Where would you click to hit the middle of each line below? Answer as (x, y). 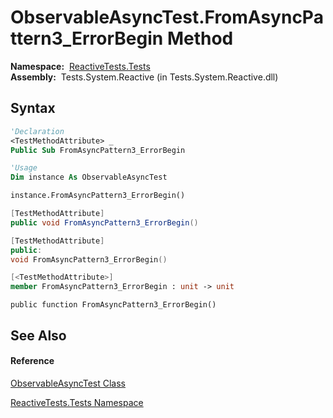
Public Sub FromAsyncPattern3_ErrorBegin (98, 150)
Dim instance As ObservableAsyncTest (89, 177)
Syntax (33, 108)
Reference (32, 361)
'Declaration (37, 131)
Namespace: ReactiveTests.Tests (80, 66)
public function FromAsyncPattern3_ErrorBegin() (113, 305)
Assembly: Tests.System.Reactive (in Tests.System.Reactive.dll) (144, 77)
